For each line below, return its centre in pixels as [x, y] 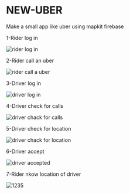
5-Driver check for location [39, 128]
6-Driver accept [25, 151]
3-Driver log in [23, 83]
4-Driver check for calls [35, 105]
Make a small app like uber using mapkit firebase [65, 26]
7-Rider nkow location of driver [44, 174]
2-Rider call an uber [30, 60]
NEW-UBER [34, 10]
